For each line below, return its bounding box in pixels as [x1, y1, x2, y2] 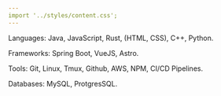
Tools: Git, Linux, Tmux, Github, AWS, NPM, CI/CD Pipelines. [8, 64, 203, 73]
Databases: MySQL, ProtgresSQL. [8, 79, 118, 88]
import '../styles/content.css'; [8, 11, 118, 20]
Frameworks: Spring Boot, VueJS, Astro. [8, 48, 139, 57]
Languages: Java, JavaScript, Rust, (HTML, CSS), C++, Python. [8, 33, 214, 42]
